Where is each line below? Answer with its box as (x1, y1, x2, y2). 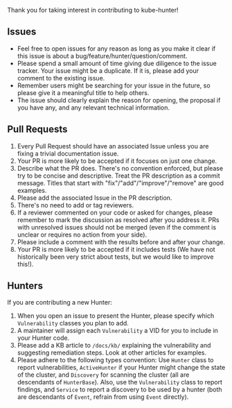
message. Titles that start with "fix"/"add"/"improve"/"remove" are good (17, 178, 224, 187)
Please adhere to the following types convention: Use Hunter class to (17, 356, 214, 364)
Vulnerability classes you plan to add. (17, 319, 130, 328)
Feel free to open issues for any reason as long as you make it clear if (17, 44, 216, 53)
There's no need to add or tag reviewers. (17, 201, 134, 209)
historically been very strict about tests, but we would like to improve (17, 253, 214, 261)
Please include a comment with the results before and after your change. (17, 237, 226, 246)
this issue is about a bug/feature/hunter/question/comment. (17, 51, 188, 60)
